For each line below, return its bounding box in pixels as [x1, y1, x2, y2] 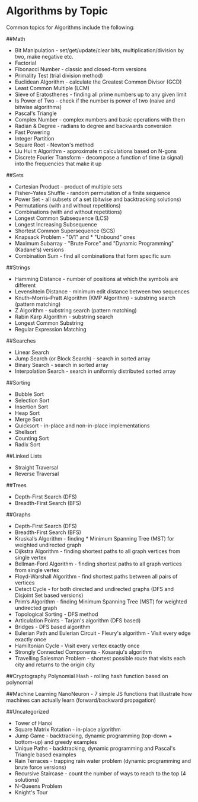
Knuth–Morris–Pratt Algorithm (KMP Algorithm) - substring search [14, 294, 176, 301]
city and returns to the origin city [14, 661, 95, 668]
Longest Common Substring [14, 319, 84, 327]
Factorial [14, 59, 37, 66]
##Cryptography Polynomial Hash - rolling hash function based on [6, 672, 168, 679]
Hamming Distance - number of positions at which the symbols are [14, 275, 178, 282]
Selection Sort [14, 397, 50, 404]
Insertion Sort [14, 403, 49, 410]
